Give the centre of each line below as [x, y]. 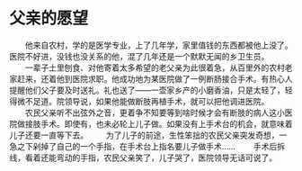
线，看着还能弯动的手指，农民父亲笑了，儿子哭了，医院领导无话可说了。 [143, 157]
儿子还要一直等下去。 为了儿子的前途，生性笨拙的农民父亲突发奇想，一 [148, 135]
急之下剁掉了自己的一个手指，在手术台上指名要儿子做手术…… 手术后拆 [147, 146]
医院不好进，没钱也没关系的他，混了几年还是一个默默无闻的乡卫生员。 [139, 56]
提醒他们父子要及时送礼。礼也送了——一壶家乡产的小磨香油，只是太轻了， [147, 90]
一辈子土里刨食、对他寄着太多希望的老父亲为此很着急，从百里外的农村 [155, 67]
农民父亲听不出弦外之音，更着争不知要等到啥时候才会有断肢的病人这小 [155, 112]
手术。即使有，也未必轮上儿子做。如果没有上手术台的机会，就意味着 [166, 123]
